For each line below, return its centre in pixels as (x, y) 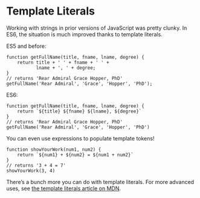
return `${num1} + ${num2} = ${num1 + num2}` (76, 155)
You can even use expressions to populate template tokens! (80, 138)
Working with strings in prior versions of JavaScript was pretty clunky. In (97, 28)
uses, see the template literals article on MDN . (64, 188)
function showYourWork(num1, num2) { (54, 150)
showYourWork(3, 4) (31, 171)
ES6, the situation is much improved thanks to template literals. (85, 34)
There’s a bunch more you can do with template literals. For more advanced (100, 182)
